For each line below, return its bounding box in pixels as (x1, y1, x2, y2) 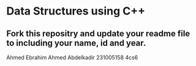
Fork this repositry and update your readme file (6, 28, 190, 39)
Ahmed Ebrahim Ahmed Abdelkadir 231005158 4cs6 (6, 54, 138, 61)
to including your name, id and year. (6, 38, 146, 48)
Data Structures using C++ (6, 4, 146, 18)
